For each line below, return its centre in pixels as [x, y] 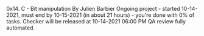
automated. [21, 28]
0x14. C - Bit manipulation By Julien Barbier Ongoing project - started [93, 9]
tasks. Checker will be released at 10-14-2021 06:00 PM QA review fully [96, 21]
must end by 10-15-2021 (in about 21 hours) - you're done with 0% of [108, 15]
